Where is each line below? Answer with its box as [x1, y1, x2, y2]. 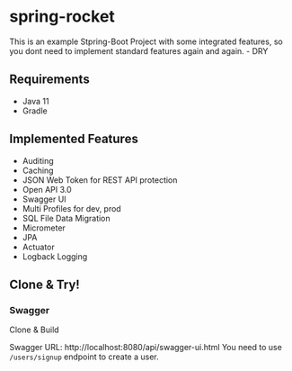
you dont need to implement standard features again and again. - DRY [9, 45, 269, 56]
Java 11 [22, 95, 49, 106]
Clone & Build [9, 324, 60, 335]
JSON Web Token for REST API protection [22, 174, 178, 185]
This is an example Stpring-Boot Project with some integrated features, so [9, 36, 283, 47]
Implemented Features [9, 131, 139, 147]
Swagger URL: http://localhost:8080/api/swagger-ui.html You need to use [9, 342, 283, 353]
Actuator [22, 241, 56, 252]
